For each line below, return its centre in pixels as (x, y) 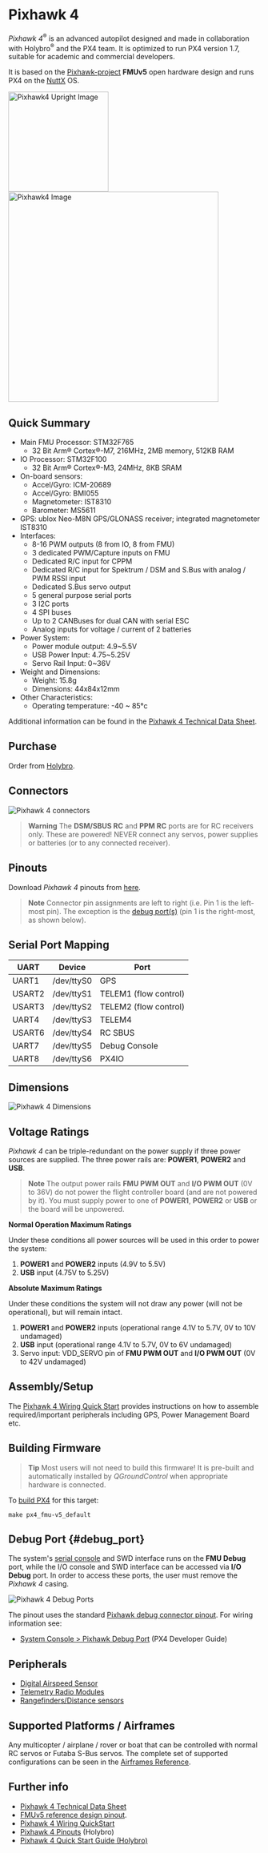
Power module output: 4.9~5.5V (84, 647)
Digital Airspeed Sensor (59, 1683)
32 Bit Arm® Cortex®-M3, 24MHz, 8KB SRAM (107, 468)
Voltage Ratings (49, 1131)
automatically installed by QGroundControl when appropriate (128, 1476)
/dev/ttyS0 (72, 981)
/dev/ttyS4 (72, 1033)
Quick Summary (49, 423)
